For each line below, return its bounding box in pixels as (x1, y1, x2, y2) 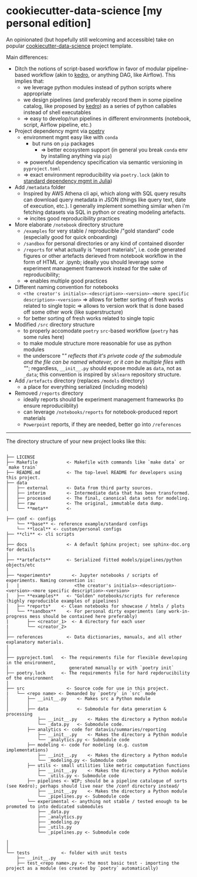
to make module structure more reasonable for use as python (23, 340, 172, 347)
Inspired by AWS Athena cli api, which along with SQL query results (23, 190, 186, 197)
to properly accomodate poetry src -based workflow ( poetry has (23, 327, 179, 334)
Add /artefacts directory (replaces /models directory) (14, 377, 145, 384)
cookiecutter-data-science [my (6, 4, 162, 18)
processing (6, 711, 33, 717)
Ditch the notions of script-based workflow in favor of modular (14, 65, 166, 72)
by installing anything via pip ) (40, 152, 113, 159)
